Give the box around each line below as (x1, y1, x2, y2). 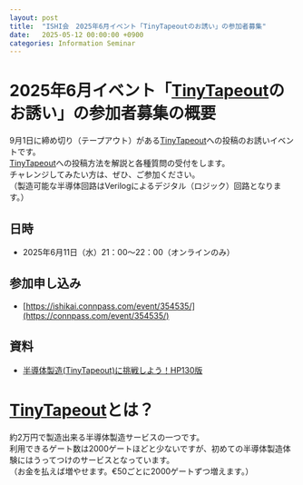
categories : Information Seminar (9, 38, 136, 48)
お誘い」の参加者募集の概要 (9, 104, 217, 124)
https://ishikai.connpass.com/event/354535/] (25, 301, 195, 312)
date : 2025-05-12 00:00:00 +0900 (9, 30, 144, 39)
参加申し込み (9, 276, 82, 292)
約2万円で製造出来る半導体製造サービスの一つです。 (9, 431, 205, 442)
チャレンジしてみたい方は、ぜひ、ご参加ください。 (9, 169, 200, 180)
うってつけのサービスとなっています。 (33, 454, 175, 465)
